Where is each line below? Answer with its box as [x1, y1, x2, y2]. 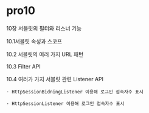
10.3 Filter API [6, 62, 41, 70]
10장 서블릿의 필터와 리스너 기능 [6, 24, 82, 32]
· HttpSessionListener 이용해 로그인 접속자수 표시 [6, 100, 125, 107]
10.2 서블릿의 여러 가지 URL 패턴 [6, 50, 84, 58]
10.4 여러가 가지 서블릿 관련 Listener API [6, 75, 104, 82]
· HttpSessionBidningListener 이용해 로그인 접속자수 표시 [6, 89, 144, 95]
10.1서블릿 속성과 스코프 [6, 37, 63, 45]
